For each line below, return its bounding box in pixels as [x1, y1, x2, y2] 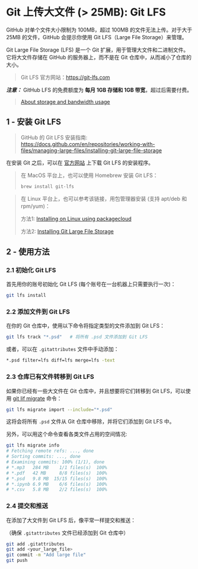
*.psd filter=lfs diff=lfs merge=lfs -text [6, 358, 116, 363]
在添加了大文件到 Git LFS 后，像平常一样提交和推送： [6, 516, 136, 523]
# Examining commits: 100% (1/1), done [6, 459, 105, 465]
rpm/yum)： [20, 203, 50, 210]
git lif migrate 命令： [12, 394, 62, 402]
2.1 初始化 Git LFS [6, 265, 56, 274]
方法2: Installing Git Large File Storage [20, 227, 114, 235]
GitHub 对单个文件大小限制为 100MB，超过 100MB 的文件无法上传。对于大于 [6, 26, 193, 33]
